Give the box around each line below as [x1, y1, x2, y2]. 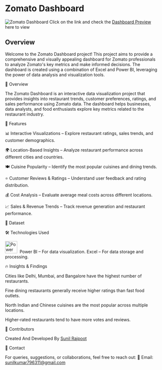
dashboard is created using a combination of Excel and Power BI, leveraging [5, 67, 158, 72]
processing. [5, 253, 29, 260]
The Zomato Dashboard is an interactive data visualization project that [5, 90, 146, 96]
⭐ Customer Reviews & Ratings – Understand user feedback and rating [5, 175, 146, 181]
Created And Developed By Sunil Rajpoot [5, 336, 87, 341]
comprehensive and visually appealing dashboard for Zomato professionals [5, 56, 156, 62]
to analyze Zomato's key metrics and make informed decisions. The [5, 61, 141, 67]
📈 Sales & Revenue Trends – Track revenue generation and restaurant [5, 203, 146, 209]
